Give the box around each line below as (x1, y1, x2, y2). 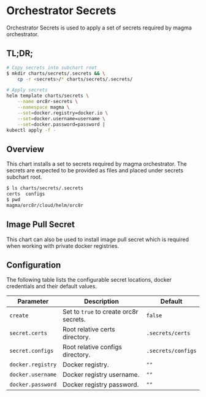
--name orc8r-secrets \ (17, 99, 78, 105)
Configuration (6, 260, 61, 270)
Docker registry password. (62, 380, 139, 389)
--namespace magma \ (17, 104, 70, 110)
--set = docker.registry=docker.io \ (17, 110, 109, 116)
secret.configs (9, 347, 54, 355)
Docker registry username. (62, 371, 140, 379)
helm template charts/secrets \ (6, 93, 89, 99)
